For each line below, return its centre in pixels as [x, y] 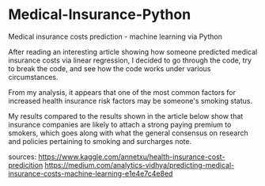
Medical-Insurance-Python [100, 15]
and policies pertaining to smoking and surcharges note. [100, 141]
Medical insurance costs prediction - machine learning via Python [115, 36]
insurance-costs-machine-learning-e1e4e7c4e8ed [91, 173]
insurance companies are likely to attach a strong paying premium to [120, 124]
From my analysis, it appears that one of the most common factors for [122, 92]
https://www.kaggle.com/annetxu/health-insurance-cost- [132, 157]
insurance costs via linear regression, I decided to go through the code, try [130, 60]
